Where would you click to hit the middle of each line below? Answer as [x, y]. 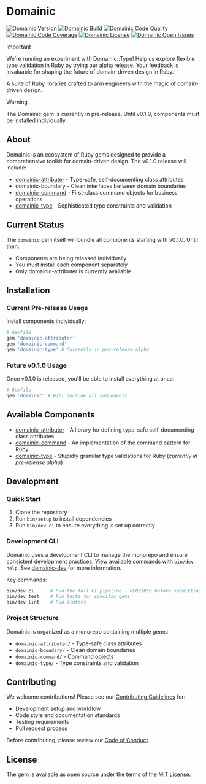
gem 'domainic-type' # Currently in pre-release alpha [78, 349]
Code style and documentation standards [68, 715]
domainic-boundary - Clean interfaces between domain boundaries [101, 186]
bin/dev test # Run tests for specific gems [68, 597]
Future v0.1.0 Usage [37, 365]
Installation [28, 290]
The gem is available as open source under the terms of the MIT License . [99, 774]
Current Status [35, 225]
